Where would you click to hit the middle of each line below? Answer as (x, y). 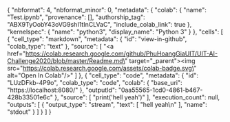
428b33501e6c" (30, 97)
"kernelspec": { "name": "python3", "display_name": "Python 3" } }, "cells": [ (115, 32)
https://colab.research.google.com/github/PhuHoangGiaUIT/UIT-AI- (122, 53)
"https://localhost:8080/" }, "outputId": (62, 90)
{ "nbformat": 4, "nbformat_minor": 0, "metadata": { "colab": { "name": (107, 10)
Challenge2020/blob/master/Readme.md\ (66, 61)
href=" (17, 53)
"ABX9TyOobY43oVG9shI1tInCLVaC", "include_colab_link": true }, (100, 24)
